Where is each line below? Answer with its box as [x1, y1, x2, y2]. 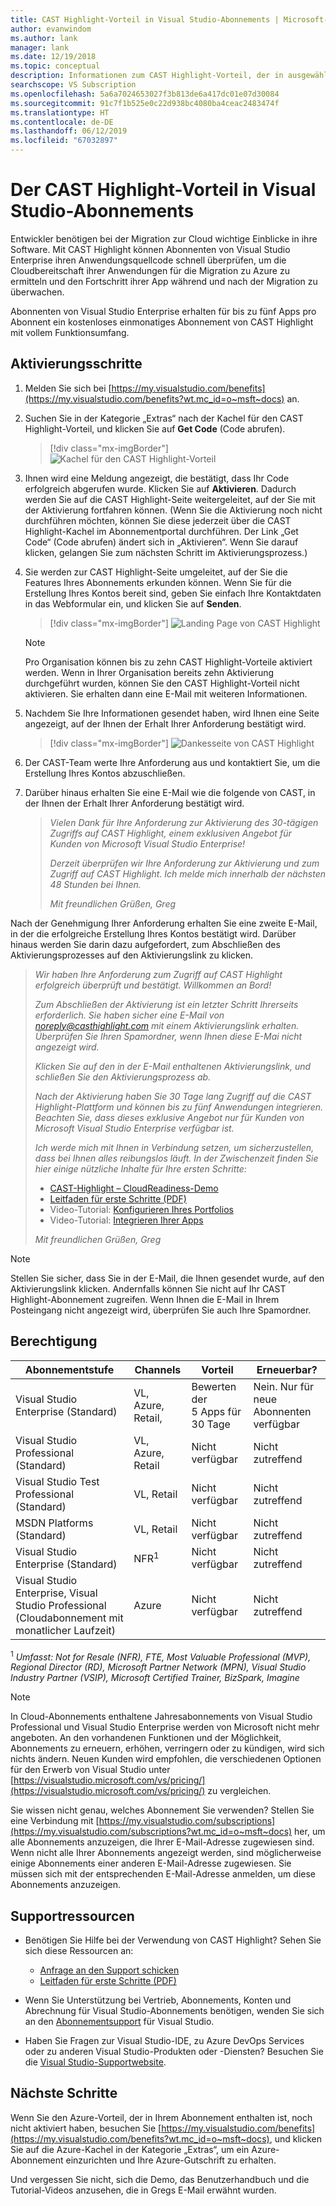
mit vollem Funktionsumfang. [10, 326, 130, 338]
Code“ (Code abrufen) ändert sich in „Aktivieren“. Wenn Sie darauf [24, 536, 299, 548]
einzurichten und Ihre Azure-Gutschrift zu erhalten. [65, 2154, 277, 2166]
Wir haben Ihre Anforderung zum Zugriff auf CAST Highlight [34, 968, 283, 980]
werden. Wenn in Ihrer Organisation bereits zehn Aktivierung [24, 666, 275, 678]
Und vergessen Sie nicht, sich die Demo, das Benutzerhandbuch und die [10, 2173, 310, 2185]
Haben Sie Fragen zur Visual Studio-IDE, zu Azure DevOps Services [24, 2035, 305, 2047]
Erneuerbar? [256, 1362, 318, 1376]
